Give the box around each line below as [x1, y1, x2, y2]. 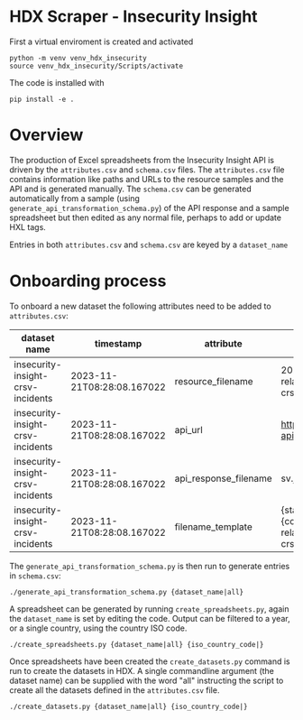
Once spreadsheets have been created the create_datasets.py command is [9, 656, 290, 667]
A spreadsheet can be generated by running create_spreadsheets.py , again [9, 603, 289, 614]
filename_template [174, 521, 252, 533]
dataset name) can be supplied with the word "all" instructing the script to [9, 675, 284, 686]
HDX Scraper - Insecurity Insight [9, 6, 259, 27]
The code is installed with [9, 77, 105, 88]
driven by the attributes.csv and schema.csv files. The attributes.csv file [9, 164, 285, 175]
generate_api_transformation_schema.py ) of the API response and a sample [9, 202, 290, 213]
